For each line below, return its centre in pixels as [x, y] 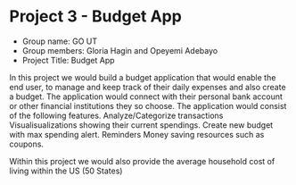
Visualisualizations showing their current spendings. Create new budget [141, 125]
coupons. [27, 144]
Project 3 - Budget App [96, 17]
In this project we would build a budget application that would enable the [143, 77]
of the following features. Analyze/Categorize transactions [116, 115]
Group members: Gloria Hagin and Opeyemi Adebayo [120, 50]
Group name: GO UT [60, 41]
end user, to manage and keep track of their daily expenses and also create [148, 87]
